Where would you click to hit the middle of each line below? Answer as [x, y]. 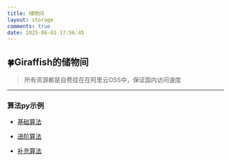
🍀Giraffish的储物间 [48, 62]
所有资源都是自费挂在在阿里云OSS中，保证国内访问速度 [102, 80]
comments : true [29, 26]
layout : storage [30, 20]
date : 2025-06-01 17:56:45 [46, 33]
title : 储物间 [26, 13]
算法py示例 [26, 106]
